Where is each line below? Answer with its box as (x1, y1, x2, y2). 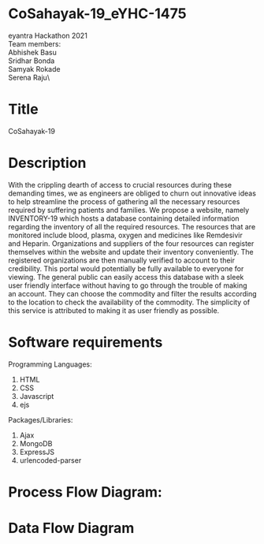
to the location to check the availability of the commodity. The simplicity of (8, 297, 251, 307)
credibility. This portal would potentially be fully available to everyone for (8, 263, 244, 273)
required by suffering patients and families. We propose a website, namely (8, 205, 250, 214)
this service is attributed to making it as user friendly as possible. (8, 305, 220, 315)
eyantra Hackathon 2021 (8, 31, 88, 40)
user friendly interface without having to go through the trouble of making (8, 281, 247, 290)
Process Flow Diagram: (8, 483, 163, 501)
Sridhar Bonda (8, 56, 55, 65)
